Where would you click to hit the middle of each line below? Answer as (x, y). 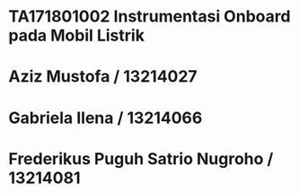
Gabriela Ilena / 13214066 (106, 118)
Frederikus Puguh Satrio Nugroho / (141, 158)
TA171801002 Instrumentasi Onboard (149, 17)
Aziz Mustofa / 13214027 (103, 77)
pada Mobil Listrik (77, 35)
